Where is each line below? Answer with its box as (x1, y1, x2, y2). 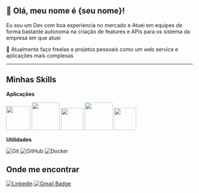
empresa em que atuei (6, 34, 61, 41)
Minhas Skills (6, 75, 57, 85)
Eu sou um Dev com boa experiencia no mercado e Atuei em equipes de (6, 21, 182, 28)
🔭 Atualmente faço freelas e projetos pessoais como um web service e (6, 46, 179, 53)
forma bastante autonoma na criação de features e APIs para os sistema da (6, 28, 191, 35)
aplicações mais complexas (6, 52, 74, 59)
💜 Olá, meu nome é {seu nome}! (6, 6, 126, 16)
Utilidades (6, 136, 32, 143)
